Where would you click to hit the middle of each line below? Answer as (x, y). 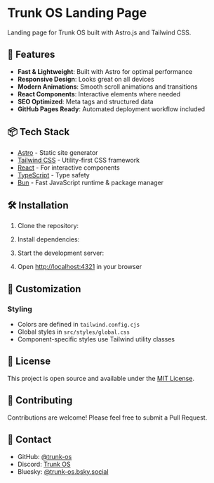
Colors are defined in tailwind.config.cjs (79, 325)
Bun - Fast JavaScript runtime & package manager (90, 182)
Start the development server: (61, 253)
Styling (20, 309)
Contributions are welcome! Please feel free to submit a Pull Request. (107, 418)
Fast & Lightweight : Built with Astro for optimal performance (105, 71)
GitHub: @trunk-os (45, 456)
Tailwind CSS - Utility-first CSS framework (79, 160)
